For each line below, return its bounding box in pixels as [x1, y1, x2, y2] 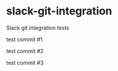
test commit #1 [6, 35, 43, 43]
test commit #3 [6, 59, 44, 66]
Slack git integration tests [6, 24, 69, 31]
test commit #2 [6, 47, 44, 55]
